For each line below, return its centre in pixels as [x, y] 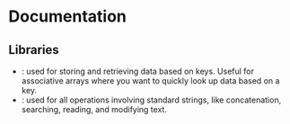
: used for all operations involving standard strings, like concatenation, [151, 100]
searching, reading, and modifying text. [94, 109]
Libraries [34, 50]
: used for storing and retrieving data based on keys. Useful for [138, 71]
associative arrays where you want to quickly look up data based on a [150, 81]
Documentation [68, 17]
